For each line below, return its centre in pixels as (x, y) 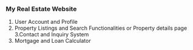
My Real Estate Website (41, 9)
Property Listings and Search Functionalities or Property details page (101, 28)
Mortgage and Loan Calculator (53, 41)
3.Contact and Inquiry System (52, 35)
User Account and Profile (46, 22)
